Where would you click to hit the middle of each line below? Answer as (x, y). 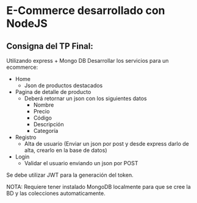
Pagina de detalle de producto (53, 92)
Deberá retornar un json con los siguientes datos (86, 98)
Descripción (48, 124)
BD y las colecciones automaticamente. (56, 193)
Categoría (46, 131)
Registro (26, 137)
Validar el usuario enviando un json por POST (81, 163)
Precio (41, 111)
